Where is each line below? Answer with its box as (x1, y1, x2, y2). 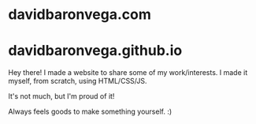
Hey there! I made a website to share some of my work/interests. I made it (8, 68, 248, 77)
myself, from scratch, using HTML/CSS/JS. (8, 77, 147, 86)
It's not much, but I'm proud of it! (8, 92, 115, 101)
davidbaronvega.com (8, 6, 151, 24)
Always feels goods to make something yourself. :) (8, 107, 173, 116)
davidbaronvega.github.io (8, 42, 183, 60)
